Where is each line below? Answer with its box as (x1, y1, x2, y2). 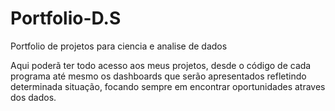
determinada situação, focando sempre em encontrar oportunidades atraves (10, 80, 326, 92)
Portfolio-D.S (10, 7, 122, 30)
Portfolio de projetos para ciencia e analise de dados (10, 40, 228, 52)
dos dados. (10, 91, 57, 103)
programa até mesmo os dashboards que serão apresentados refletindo (10, 70, 307, 82)
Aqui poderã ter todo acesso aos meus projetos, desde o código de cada (10, 59, 312, 71)
